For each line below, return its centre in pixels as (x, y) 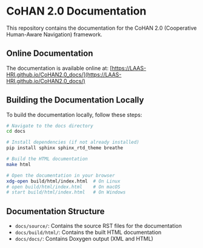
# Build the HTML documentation (47, 159)
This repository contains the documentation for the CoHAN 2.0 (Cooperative (101, 28)
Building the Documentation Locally (75, 100)
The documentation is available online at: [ (59, 68)
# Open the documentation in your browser (61, 175)
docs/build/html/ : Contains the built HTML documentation (88, 232)
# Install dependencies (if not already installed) (73, 142)
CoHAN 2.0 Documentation (76, 11)
